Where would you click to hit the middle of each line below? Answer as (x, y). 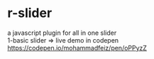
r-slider (30, 13)
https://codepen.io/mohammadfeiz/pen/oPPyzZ (77, 48)
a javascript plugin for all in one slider (62, 33)
